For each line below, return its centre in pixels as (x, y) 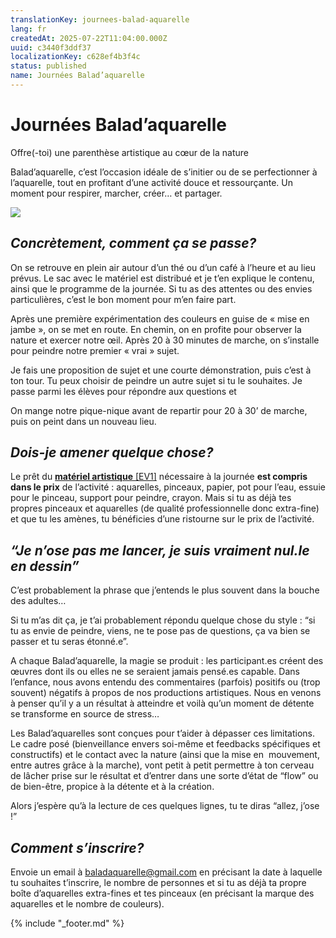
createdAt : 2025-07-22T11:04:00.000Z (89, 38)
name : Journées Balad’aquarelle (77, 76)
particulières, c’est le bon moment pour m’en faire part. (123, 299)
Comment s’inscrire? (77, 847)
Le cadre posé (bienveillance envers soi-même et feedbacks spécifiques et (165, 744)
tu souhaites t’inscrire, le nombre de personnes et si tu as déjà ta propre (158, 883)
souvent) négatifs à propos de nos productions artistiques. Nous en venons (166, 693)
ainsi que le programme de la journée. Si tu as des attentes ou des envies (161, 288)
